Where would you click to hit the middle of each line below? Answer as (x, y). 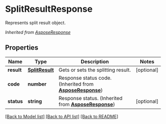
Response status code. (85, 78)
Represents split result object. (35, 23)
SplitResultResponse (49, 9)
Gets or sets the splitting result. (95, 70)
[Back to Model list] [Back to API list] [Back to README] (62, 116)
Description (95, 62)
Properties (22, 48)
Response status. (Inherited (90, 98)
